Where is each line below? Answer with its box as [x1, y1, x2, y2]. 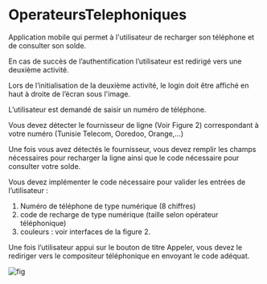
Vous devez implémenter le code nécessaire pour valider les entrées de [8, 177, 246, 187]
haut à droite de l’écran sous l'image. [8, 88, 131, 98]
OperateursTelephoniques [8, 6, 187, 24]
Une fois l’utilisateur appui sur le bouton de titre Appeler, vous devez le [8, 242, 243, 252]
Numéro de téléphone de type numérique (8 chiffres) [19, 201, 196, 211]
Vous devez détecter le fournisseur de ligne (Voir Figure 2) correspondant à [8, 120, 259, 130]
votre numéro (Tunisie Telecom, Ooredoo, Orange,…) [8, 129, 183, 138]
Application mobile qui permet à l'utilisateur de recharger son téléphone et [8, 32, 255, 42]
